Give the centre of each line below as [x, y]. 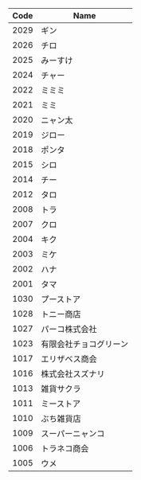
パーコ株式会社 [69, 329]
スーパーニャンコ [73, 433]
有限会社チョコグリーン [85, 344]
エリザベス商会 [69, 359]
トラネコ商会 [65, 449]
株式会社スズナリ [73, 374]
